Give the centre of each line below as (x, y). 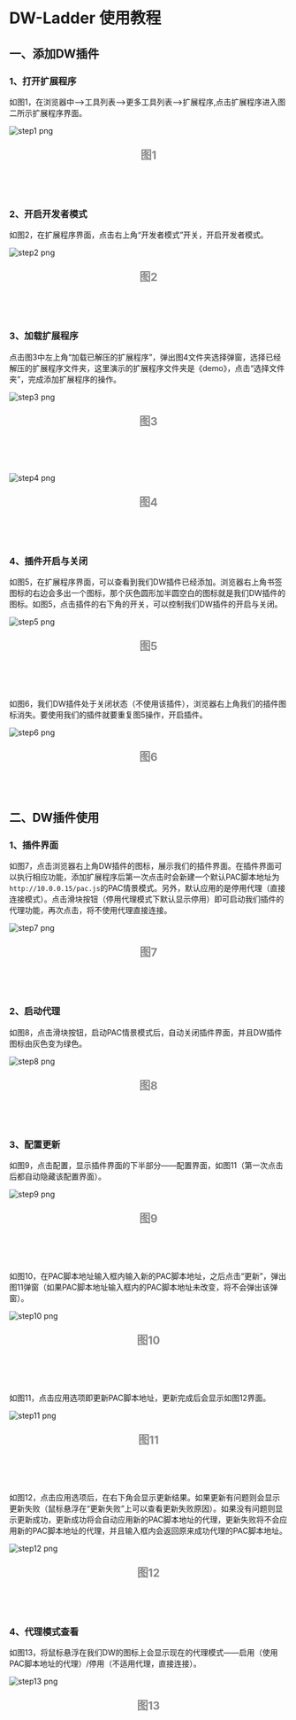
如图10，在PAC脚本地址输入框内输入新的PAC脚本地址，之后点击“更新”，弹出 (148, 1276)
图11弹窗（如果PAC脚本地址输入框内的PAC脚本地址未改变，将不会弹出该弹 (144, 1287)
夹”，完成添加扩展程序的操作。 (65, 379)
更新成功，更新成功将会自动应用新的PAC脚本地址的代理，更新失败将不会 (148, 1520)
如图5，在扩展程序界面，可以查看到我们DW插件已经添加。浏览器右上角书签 (146, 582)
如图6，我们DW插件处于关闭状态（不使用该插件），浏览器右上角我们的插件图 (148, 704)
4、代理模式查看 (44, 1632)
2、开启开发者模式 (49, 213)
